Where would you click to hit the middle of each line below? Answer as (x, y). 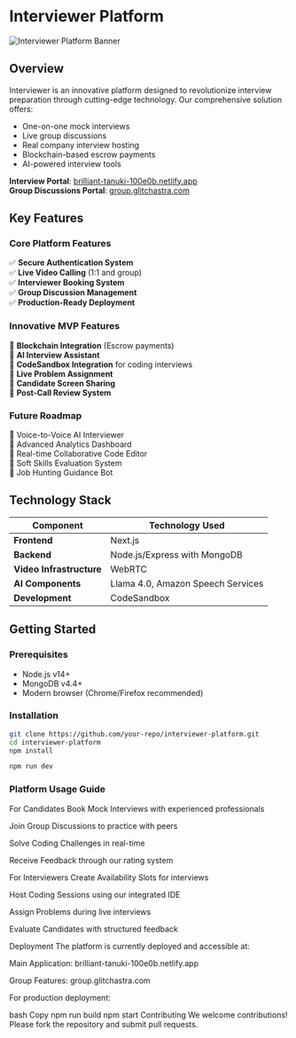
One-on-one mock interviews (76, 126)
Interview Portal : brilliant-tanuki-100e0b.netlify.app (103, 181)
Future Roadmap (46, 416)
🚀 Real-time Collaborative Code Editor (78, 454)
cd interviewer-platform (55, 742)
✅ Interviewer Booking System (67, 283)
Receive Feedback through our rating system (91, 860)
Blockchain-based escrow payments (89, 154)
